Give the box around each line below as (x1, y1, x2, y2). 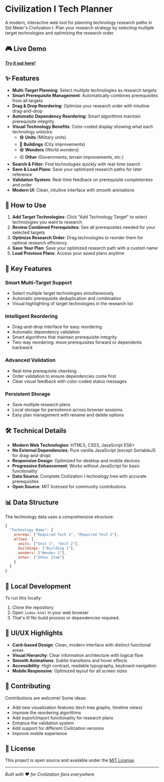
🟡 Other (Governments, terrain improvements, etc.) (19, 154, 124, 160)
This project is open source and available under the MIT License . (5, 758, 136, 763)
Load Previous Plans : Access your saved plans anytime (12, 250, 124, 256)
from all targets (12, 98, 43, 103)
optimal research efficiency (12, 240, 67, 246)
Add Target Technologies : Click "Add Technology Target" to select (12, 214, 147, 220)
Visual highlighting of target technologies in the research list (12, 301, 133, 307)
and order (12, 182, 32, 187)
